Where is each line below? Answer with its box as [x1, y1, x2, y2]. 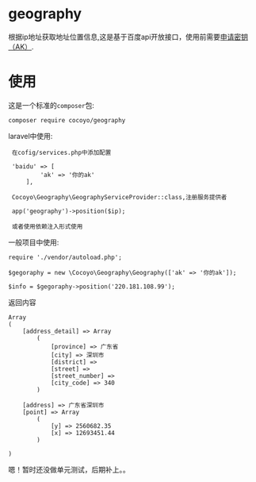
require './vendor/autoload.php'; [8, 253, 123, 261]
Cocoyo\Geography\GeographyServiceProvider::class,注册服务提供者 [11, 193, 227, 201]
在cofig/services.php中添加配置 [11, 148, 112, 156]
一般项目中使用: [8, 237, 59, 247]
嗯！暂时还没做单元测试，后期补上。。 [8, 465, 130, 474]
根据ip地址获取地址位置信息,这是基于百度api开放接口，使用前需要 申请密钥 [8, 32, 248, 41]
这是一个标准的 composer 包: [8, 100, 95, 110]
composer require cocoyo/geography [8, 116, 126, 124]
